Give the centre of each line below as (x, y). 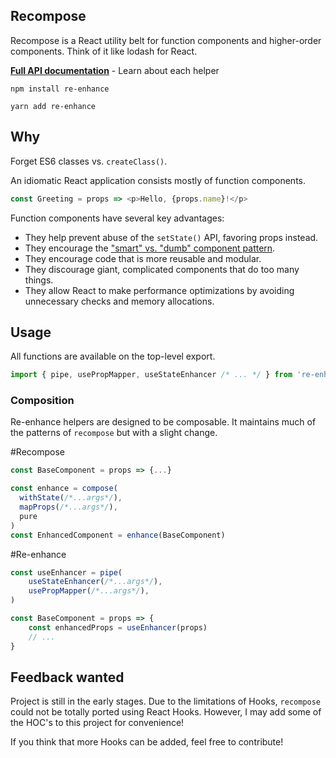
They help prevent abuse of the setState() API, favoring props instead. (171, 237)
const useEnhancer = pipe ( (66, 572)
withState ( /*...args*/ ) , (71, 498)
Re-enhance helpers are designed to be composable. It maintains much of (163, 422)
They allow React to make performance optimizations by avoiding (159, 290)
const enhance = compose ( (64, 489)
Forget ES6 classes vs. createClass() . (89, 161)
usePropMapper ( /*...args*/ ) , (89, 591)
